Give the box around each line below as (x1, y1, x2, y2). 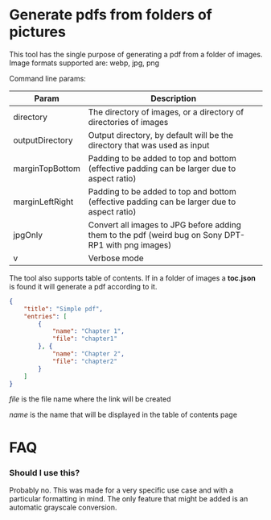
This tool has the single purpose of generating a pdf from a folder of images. (9, 49, 263, 59)
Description (150, 93, 196, 104)
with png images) (105, 239, 172, 251)
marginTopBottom (13, 163, 81, 174)
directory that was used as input (88, 139, 210, 151)
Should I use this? (9, 467, 80, 478)
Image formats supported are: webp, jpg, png (9, 58, 160, 68)
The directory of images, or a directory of (88, 106, 244, 118)
